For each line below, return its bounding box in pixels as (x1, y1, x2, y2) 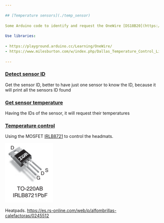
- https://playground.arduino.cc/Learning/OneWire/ (5, 44, 112, 49)
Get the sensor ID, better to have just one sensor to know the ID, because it (5, 82, 156, 88)
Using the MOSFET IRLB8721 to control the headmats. (5, 133, 114, 139)
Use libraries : (5, 34, 36, 38)
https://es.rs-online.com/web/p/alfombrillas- (26, 207, 117, 214)
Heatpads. (5, 207, 26, 214)
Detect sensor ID (5, 71, 45, 77)
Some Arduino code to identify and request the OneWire (5, 23, 121, 28)
